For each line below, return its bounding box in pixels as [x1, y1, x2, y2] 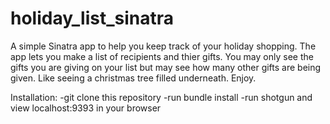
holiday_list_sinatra [10, 7, 175, 30]
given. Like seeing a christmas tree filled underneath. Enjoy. [10, 72, 257, 84]
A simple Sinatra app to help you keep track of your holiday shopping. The [10, 40, 317, 52]
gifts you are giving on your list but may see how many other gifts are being [10, 61, 322, 73]
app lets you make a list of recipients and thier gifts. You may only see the [10, 50, 314, 62]
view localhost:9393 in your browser [10, 102, 162, 114]
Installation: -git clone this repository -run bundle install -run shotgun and [10, 91, 313, 103]
